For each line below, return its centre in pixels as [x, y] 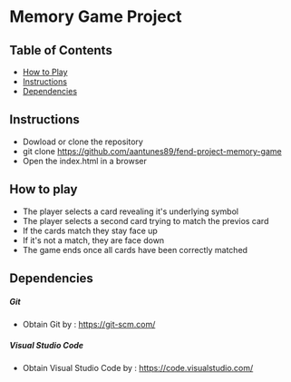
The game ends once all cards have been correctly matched [135, 250]
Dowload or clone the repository [82, 142]
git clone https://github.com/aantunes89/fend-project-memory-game [152, 151]
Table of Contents [61, 50]
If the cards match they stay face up [90, 230]
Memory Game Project [96, 17]
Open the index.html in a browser [85, 161]
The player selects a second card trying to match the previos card [145, 220]
